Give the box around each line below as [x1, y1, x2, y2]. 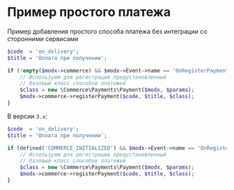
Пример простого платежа [7, 4, 171, 20]
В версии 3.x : [7, 112, 47, 120]
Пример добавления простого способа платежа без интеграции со [7, 27, 208, 35]
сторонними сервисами [7, 34, 79, 42]
